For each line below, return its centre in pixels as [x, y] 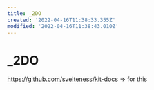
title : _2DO [24, 13]
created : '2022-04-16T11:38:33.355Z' [61, 20]
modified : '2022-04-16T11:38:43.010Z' [63, 26]
